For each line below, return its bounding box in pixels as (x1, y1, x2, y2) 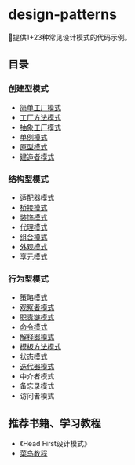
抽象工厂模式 (19, 122, 61, 131)
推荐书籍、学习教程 (8, 416, 101, 430)
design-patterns (8, 6, 118, 24)
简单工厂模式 (19, 102, 61, 112)
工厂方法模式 (19, 113, 61, 122)
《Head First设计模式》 (19, 439, 92, 448)
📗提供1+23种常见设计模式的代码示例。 (8, 32, 132, 42)
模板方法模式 (19, 342, 61, 352)
